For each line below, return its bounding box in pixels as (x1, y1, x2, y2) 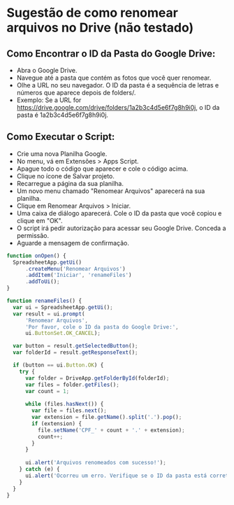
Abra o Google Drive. (16, 66, 78, 74)
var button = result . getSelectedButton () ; (13, 343, 138, 350)
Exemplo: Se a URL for (16, 96, 82, 104)
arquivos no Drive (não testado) (6, 20, 194, 36)
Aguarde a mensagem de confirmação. (16, 239, 130, 247)
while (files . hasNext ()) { (24, 401, 104, 408)
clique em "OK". (16, 216, 63, 225)
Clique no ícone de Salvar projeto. (16, 171, 115, 180)
